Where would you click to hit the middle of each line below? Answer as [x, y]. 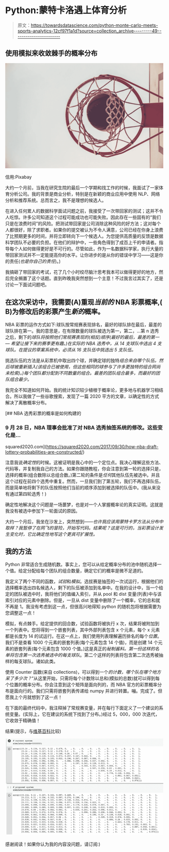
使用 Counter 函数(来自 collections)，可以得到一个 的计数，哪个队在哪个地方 [83, 672]
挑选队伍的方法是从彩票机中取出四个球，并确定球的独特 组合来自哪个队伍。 [82, 361]
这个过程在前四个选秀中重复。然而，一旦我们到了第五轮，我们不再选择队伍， [84, 481]
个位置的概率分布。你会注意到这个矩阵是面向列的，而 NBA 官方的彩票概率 [81, 685]
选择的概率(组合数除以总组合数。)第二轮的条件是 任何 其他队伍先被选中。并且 [83, 475]
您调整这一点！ [21, 613]
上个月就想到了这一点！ [38, 697]
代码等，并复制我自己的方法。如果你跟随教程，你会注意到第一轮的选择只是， [84, 468]
